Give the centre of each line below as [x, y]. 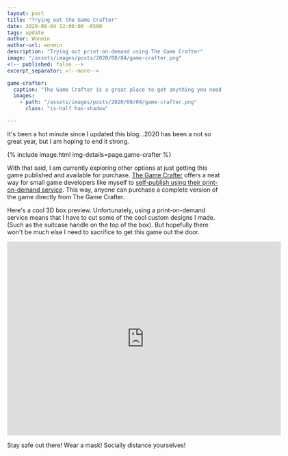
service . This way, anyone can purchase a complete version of [130, 190]
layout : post [26, 13]
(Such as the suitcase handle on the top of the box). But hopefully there [108, 225]
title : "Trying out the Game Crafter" [62, 20]
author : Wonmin [29, 39]
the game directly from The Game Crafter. [66, 197]
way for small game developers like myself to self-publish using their [104, 182]
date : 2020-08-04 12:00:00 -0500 [55, 26]
